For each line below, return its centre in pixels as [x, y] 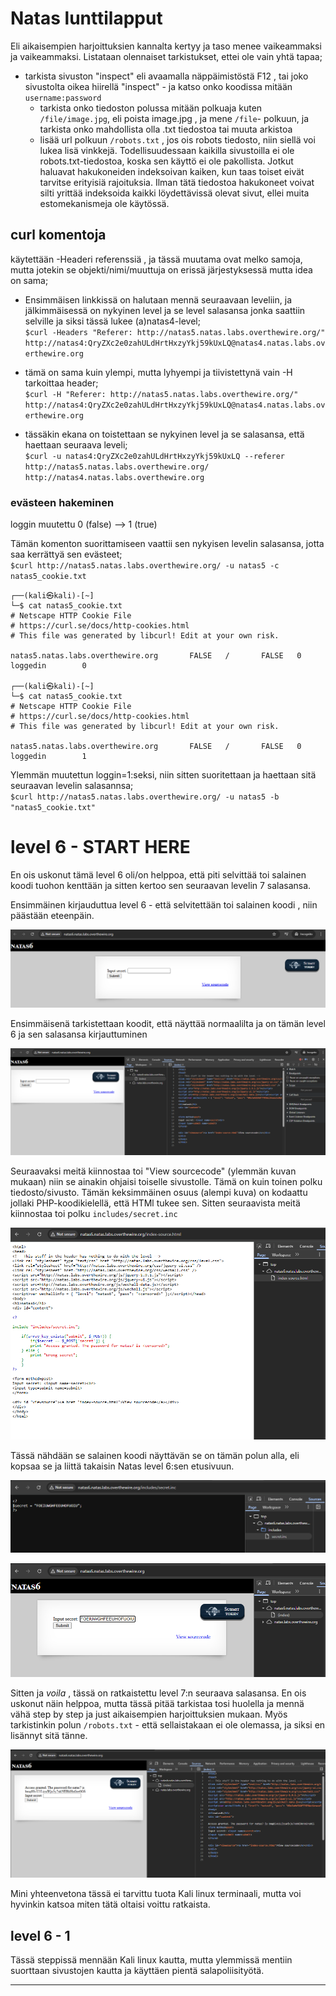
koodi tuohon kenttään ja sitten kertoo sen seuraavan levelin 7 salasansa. [161, 885]
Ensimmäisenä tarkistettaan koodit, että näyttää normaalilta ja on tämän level [168, 1024]
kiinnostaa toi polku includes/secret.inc [94, 1213]
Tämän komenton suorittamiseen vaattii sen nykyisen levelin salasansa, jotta [167, 544]
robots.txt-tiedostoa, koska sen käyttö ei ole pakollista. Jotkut [166, 161]
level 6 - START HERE [100, 847]
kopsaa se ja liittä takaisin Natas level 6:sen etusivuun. [122, 1466]
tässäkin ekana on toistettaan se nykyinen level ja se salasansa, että [164, 434]
